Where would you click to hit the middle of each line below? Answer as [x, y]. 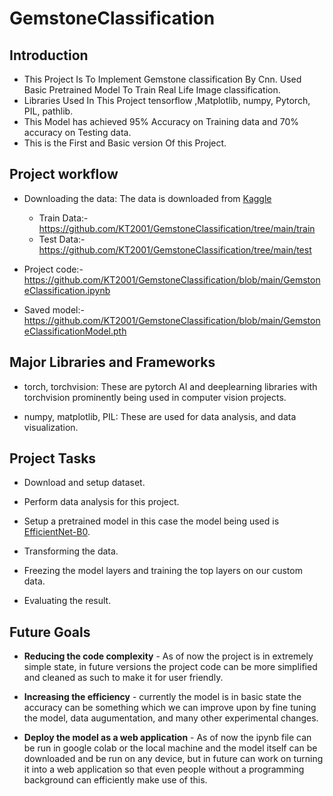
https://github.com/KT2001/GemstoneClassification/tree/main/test [175, 249]
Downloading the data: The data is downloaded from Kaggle [147, 198]
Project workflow [64, 174]
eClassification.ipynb [67, 290]
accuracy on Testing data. [77, 132]
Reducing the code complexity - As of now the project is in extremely [168, 656]
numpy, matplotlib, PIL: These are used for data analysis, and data [160, 416]
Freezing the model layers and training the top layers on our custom [163, 571]
